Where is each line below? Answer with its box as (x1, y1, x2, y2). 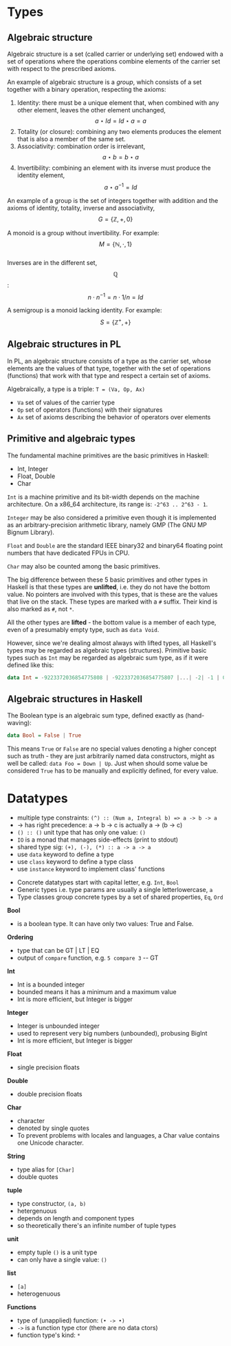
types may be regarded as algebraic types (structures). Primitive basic (7, 646, 207, 654)
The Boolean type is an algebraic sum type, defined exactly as (7, 711, 184, 720)
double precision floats (16, 1090, 82, 1098)
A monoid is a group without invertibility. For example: (7, 228, 159, 237)
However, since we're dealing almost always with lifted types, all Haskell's (7, 639, 217, 647)
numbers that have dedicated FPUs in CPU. (7, 548, 130, 557)
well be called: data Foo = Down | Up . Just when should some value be (7, 760, 208, 768)
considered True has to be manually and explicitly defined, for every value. (7, 766, 219, 775)
